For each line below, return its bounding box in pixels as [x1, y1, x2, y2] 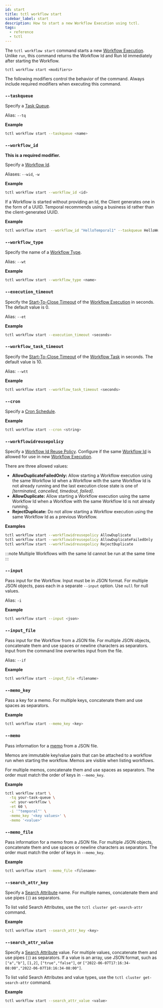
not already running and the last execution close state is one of [12, 483, 138, 489]
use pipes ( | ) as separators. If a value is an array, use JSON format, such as [5, 955, 157, 960]
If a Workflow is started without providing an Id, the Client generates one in [5, 199, 155, 205]
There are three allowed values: [5, 463, 68, 469]
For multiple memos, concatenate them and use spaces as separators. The [5, 766, 155, 773]
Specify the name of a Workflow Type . [5, 249, 82, 255]
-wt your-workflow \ [9, 800, 51, 805]
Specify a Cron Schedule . [5, 408, 56, 414]
